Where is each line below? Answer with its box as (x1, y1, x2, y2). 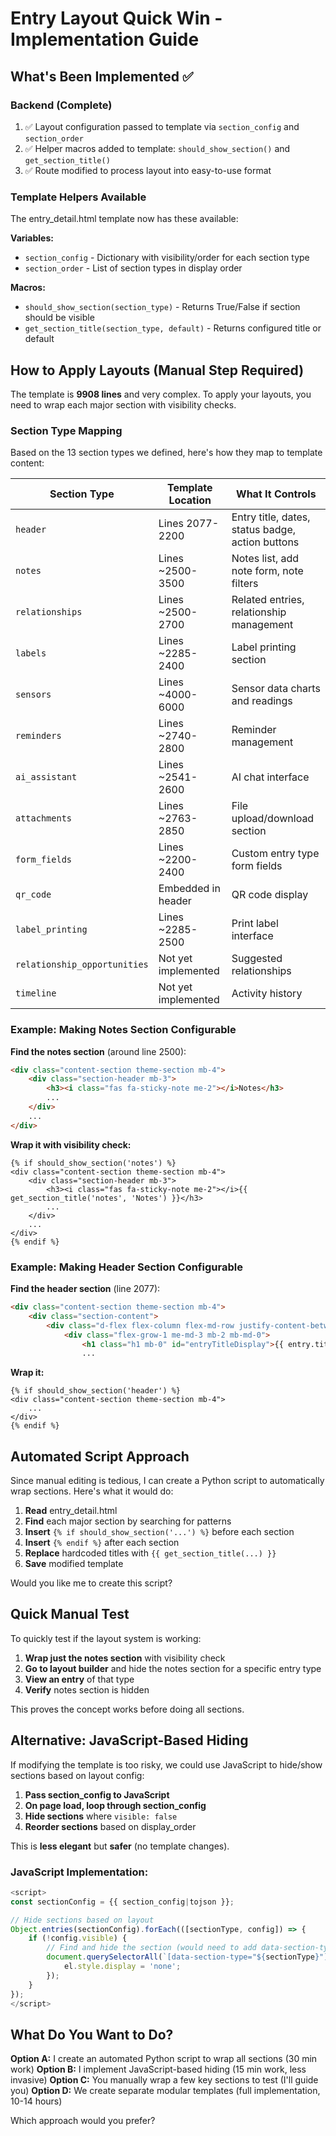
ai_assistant (15, 772, 78, 783)
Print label (231, 917, 279, 931)
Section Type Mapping (10, 423, 123, 437)
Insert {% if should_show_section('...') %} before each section (24, 1526, 295, 1538)
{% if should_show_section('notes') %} (10, 1158, 177, 1168)
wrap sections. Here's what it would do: (10, 1485, 174, 1497)
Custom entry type (231, 847, 320, 861)
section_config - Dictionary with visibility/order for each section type (24, 252, 310, 264)
